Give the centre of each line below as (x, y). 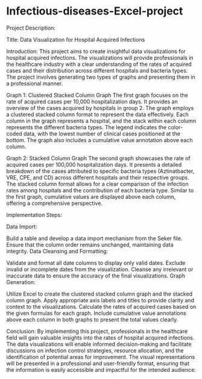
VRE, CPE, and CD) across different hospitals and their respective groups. (98, 177)
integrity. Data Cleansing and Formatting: (57, 251)
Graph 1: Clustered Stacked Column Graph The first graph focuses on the (97, 95)
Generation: (21, 282)
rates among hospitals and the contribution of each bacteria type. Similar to (100, 190)
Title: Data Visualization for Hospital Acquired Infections (76, 39)
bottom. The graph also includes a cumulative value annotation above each (99, 140)
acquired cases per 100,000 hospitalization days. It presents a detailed (94, 164)
